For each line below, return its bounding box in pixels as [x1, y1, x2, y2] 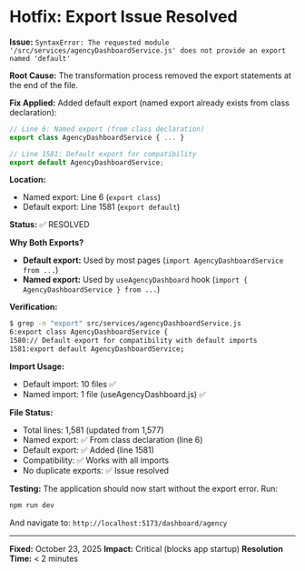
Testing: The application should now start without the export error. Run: [9, 483, 279, 494]
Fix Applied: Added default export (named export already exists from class [9, 97, 290, 108]
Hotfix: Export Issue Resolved [9, 6, 238, 27]
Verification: [9, 302, 58, 313]
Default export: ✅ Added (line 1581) [22, 444, 154, 456]
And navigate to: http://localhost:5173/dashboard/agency [9, 516, 228, 528]
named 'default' [9, 54, 71, 63]
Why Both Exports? [9, 237, 84, 248]
